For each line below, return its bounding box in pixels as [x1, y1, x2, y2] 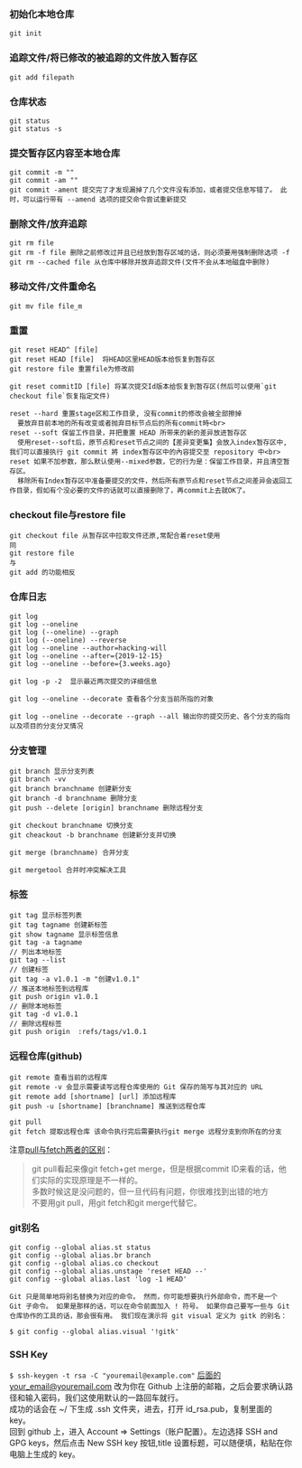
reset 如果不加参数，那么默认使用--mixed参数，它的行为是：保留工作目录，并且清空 [9, 457, 284, 466]
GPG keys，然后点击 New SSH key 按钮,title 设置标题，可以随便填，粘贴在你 [9, 1437, 293, 1448]
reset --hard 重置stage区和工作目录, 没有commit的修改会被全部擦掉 [9, 409, 243, 419]
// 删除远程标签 [9, 1020, 62, 1029]
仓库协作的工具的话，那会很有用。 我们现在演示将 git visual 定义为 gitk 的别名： [9, 1311, 288, 1321]
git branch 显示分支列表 [9, 767, 95, 776]
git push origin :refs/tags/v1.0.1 [9, 1028, 147, 1037]
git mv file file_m [9, 301, 83, 311]
